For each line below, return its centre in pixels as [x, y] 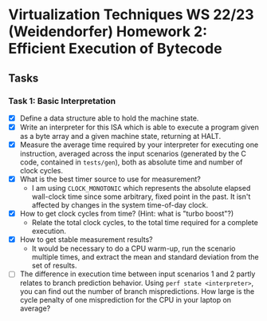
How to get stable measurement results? [86, 240]
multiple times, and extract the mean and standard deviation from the [145, 257]
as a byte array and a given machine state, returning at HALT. [120, 136]
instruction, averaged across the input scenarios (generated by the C [133, 154]
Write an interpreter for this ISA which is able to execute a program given [139, 127]
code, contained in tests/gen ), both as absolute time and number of [131, 162]
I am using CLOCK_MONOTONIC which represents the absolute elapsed [141, 188]
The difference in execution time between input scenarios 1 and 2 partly [137, 274]
